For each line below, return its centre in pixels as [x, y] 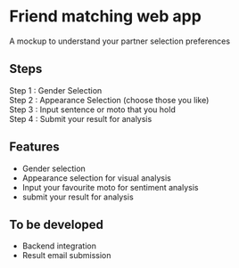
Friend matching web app [106, 16]
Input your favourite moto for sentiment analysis [110, 187]
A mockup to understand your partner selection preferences [119, 41]
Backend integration [59, 246]
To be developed [57, 224]
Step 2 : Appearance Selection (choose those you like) [109, 100]
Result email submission [66, 256]
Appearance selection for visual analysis [96, 178]
